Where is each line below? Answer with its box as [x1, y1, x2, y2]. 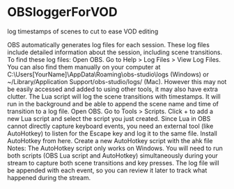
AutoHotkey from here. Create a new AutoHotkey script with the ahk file [7, 136, 213, 145]
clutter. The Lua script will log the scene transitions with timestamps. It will [7, 92, 221, 101]
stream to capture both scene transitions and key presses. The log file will [7, 158, 219, 167]
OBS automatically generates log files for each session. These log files [7, 40, 210, 49]
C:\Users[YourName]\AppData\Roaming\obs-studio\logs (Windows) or [7, 70, 210, 79]
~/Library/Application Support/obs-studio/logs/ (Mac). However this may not [7, 77, 227, 85]
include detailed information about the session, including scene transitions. [7, 48, 223, 56]
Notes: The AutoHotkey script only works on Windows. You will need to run [7, 144, 223, 152]
